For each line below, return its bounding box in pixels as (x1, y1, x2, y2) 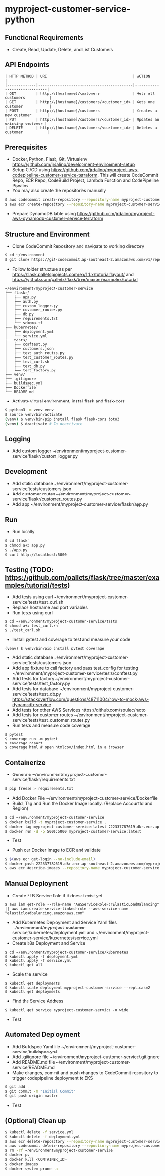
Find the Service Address (12, 998, 64, 1004)
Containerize (5, 758, 46, 767)
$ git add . (5, 1084, 29, 1089)
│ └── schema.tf (5, 320, 43, 325)
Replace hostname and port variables (12, 604, 88, 611)
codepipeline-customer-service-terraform (12, 172, 98, 178)
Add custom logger (12, 448, 52, 454)
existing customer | (5, 121, 48, 126)
